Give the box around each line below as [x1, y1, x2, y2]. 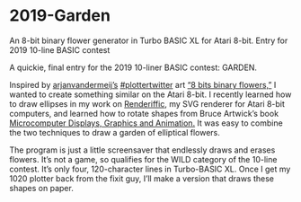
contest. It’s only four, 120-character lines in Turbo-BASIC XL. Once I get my [9, 163, 291, 174]
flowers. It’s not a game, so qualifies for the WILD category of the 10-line [9, 154, 278, 164]
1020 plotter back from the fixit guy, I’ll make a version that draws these [9, 172, 274, 184]
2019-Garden [9, 5, 111, 26]
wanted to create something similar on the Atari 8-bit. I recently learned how [9, 89, 292, 100]
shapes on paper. [9, 182, 74, 193]
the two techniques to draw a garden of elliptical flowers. [9, 127, 220, 137]
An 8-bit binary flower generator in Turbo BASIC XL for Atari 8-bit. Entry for [9, 35, 288, 46]
